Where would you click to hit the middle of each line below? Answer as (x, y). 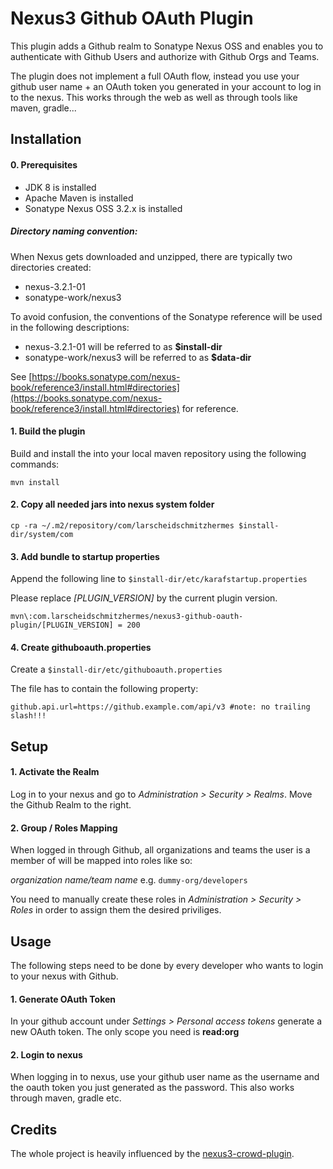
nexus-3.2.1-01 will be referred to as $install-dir (123, 346)
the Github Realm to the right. (71, 804)
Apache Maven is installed (79, 198)
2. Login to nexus (46, 1054)
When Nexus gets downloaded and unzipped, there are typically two (151, 256)
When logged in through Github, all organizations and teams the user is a (160, 850)
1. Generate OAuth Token (63, 999)
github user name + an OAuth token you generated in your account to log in (166, 86)
